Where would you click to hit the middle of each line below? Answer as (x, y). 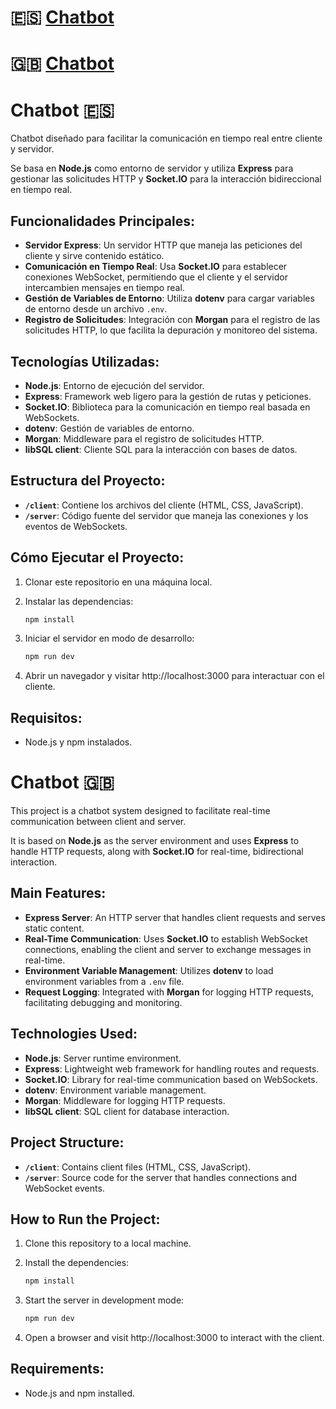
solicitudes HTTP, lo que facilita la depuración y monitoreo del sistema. (171, 330)
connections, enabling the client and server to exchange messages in (168, 949)
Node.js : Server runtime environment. (103, 1058)
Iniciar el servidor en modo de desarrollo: (109, 638)
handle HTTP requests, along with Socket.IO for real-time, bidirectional (157, 852)
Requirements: (57, 1369)
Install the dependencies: (77, 1263)
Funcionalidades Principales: (102, 221)
